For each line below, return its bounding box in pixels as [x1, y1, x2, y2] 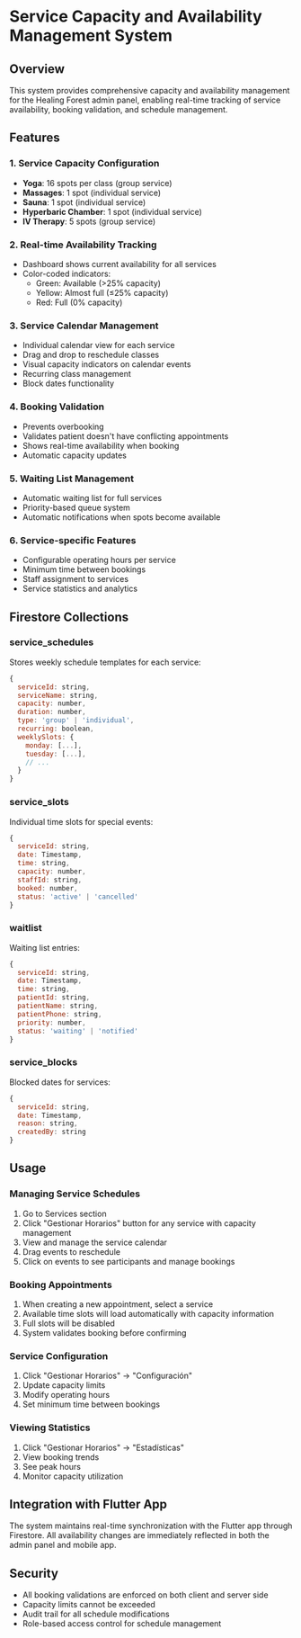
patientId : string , [17, 993, 91, 1002]
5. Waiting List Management [9, 472, 135, 485]
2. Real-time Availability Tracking [9, 238, 157, 251]
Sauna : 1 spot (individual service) [22, 196, 146, 208]
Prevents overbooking [22, 421, 105, 432]
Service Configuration [9, 1349, 109, 1362]
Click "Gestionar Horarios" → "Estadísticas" [22, 1442, 184, 1453]
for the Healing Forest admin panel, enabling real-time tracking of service [9, 94, 281, 105]
